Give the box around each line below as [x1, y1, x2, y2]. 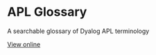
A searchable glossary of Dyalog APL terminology [7, 27, 150, 35]
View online [7, 40, 41, 48]
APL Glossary [7, 4, 87, 20]
